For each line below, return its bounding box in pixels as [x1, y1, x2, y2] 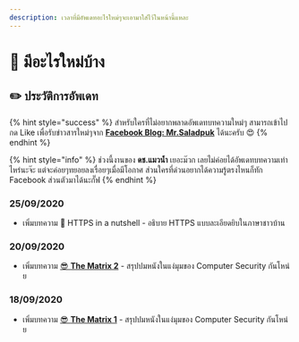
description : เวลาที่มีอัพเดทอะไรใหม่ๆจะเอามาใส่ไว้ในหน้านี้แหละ [9, 13, 189, 22]
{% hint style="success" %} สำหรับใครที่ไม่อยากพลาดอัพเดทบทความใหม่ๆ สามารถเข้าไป [9, 117, 288, 128]
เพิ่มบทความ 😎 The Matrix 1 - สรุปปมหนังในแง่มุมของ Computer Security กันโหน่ [21, 313, 289, 324]
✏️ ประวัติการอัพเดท [9, 88, 98, 104]
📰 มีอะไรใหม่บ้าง [9, 51, 106, 71]
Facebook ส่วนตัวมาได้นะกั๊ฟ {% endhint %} [9, 174, 157, 185]
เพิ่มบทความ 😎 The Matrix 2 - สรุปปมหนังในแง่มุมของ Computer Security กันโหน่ [21, 261, 290, 271]
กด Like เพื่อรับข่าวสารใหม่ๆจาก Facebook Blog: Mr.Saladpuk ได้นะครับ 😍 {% [9, 127, 269, 138]
